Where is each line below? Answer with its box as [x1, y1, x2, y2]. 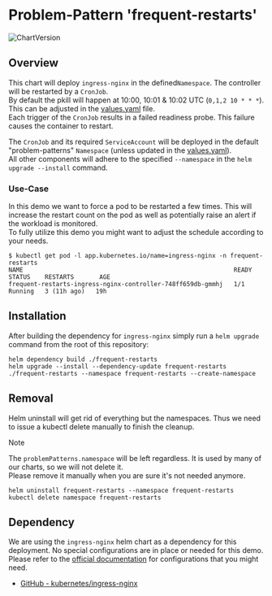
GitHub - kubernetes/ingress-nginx [19, 579, 138, 589]
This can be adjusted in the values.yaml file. [8, 103, 156, 113]
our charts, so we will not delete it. [8, 462, 123, 472]
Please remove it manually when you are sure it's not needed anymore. [8, 470, 246, 481]
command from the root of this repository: [8, 339, 149, 349]
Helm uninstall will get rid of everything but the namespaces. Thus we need [8, 413, 261, 423]
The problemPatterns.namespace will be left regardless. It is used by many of [8, 453, 262, 463]
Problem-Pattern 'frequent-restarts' [8, 6, 257, 24]
